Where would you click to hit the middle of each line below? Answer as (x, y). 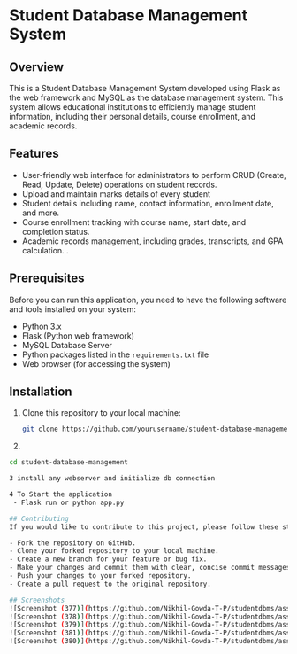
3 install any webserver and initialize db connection (112, 479)
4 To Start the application (61, 494)
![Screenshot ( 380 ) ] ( (49, 642)
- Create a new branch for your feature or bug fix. (108, 559)
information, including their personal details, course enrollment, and (133, 117)
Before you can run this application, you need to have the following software (148, 300)
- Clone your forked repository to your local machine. (114, 551)
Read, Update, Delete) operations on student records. (119, 184)
